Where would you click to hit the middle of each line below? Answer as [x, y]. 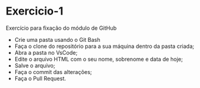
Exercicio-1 [34, 11]
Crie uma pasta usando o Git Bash [57, 39]
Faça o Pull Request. [40, 78]
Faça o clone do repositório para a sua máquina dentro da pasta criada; [104, 46]
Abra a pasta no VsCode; [46, 52]
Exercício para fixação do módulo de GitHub [61, 28]
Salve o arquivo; [35, 66]
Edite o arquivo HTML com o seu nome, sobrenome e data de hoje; [99, 59]
